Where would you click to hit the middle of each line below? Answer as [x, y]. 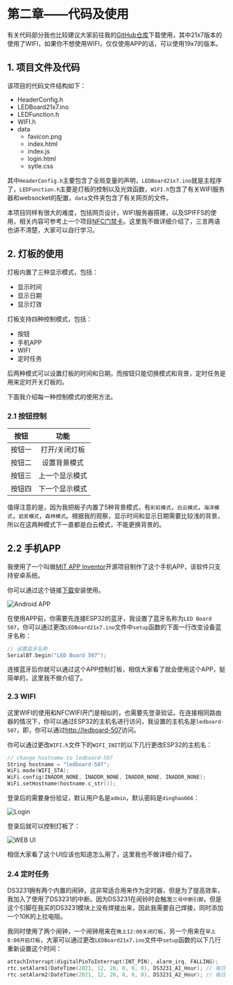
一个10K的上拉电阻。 [37, 917]
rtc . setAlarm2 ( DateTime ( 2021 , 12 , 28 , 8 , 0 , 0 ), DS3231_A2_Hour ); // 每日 [116, 975]
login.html [42, 158]
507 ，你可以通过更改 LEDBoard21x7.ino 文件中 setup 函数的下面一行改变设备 [111, 627]
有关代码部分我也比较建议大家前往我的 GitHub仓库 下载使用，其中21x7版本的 [115, 35]
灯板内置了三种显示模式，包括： [53, 272]
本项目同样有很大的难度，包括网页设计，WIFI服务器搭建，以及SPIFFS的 [109, 212]
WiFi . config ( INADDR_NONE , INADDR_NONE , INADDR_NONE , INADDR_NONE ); [107, 777]
